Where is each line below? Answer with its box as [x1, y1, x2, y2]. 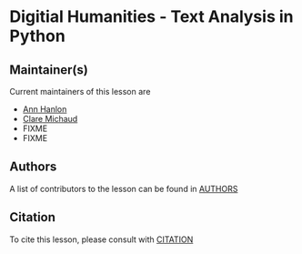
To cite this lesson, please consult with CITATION [9, 234, 194, 245]
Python [9, 25, 65, 46]
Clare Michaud [22, 114, 78, 124]
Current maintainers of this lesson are [9, 86, 151, 97]
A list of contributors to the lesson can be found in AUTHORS [9, 183, 238, 194]
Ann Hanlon [22, 104, 67, 115]
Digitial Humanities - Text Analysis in [9, 6, 294, 27]
